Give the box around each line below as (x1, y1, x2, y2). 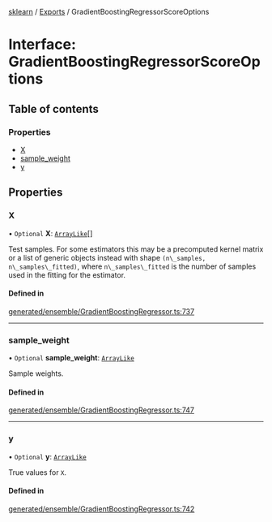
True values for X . (8, 467, 67, 477)
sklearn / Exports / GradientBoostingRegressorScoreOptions (8, 7, 210, 16)
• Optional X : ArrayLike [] (8, 228, 93, 238)
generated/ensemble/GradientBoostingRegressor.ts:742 (8, 503, 195, 514)
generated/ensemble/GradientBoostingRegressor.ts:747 (8, 405, 194, 415)
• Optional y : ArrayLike (8, 451, 87, 461)
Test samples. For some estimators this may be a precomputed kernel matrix (8, 244, 264, 254)
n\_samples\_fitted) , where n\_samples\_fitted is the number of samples (8, 261, 257, 271)
